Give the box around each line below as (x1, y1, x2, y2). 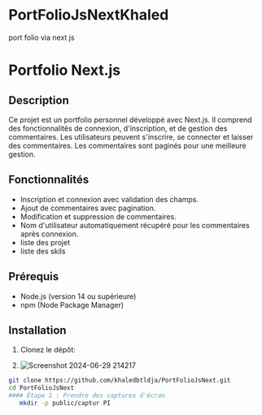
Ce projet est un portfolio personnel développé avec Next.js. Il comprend (8, 115, 252, 124)
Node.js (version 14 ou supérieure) (20, 291, 137, 301)
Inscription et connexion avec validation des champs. (20, 194, 199, 204)
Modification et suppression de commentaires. (20, 211, 177, 221)
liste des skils (20, 246, 66, 256)
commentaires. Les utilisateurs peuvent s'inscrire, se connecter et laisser (8, 132, 254, 141)
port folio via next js (8, 32, 75, 42)
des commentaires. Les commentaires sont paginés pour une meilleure (8, 140, 247, 150)
